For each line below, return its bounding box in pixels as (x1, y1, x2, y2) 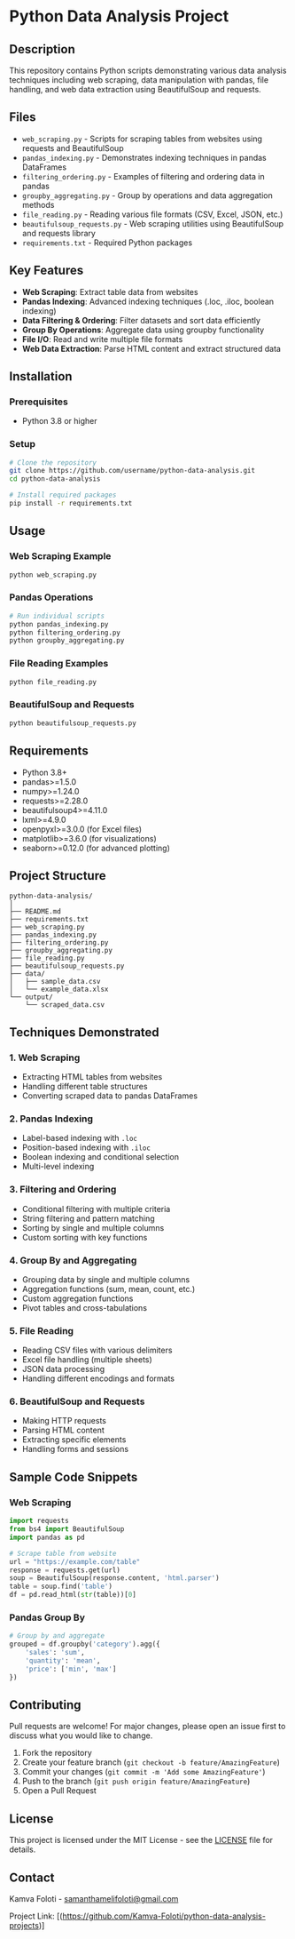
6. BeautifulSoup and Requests (9, 1395, 145, 1408)
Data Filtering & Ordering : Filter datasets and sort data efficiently (21, 315, 261, 325)
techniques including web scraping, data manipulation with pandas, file (9, 75, 268, 85)
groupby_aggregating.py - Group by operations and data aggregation (21, 189, 273, 201)
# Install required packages (9, 491, 117, 499)
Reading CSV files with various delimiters (21, 1345, 173, 1356)
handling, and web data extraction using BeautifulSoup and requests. (9, 84, 261, 94)
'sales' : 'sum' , (25, 1648, 86, 1657)
